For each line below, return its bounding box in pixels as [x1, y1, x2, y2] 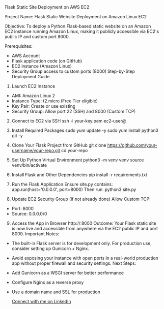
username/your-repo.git [11, 148, 60, 153]
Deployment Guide [11, 74, 50, 79]
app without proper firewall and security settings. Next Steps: [11, 260, 136, 266]
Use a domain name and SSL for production [11, 289, 101, 295]
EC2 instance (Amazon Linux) [11, 63, 72, 69]
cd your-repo [61, 148, 88, 153]
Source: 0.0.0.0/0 [11, 211, 47, 216]
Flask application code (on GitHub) [11, 58, 82, 63]
